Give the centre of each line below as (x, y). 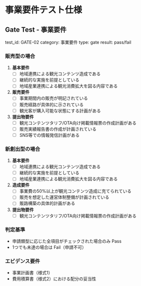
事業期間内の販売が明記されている (54, 98)
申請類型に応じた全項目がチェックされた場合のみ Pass (67, 241)
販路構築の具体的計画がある (47, 203)
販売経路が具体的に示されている (51, 104)
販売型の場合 (20, 56)
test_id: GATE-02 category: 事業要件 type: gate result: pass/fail (68, 42)
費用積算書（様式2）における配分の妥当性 (54, 279)
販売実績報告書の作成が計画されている (58, 129)
